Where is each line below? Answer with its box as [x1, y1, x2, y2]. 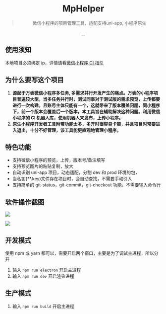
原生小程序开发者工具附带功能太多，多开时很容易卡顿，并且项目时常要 [12, 121, 156, 127]
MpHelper [62, 3, 105, 14]
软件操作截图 [5, 198, 45, 206]
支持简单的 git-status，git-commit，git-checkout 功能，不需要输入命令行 [12, 182, 161, 188]
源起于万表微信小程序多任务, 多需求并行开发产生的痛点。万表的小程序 [12, 90, 154, 96]
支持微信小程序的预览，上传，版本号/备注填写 [12, 157, 106, 163]
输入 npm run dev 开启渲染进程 [12, 273, 74, 279]
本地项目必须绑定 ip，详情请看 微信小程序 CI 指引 [5, 60, 104, 66]
